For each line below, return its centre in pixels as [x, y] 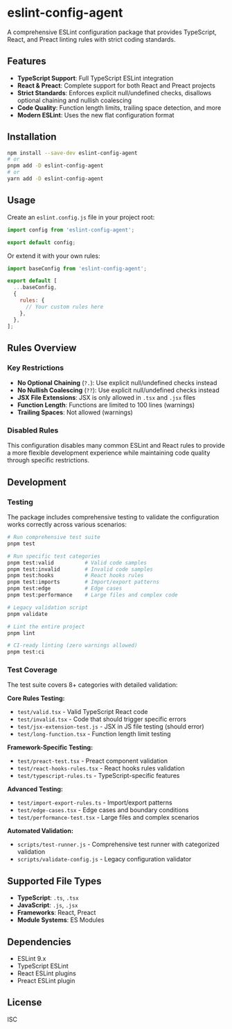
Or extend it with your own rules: [54, 256]
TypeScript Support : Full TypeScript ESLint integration [95, 78]
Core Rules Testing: [36, 698]
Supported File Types [54, 881]
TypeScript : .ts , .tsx [48, 898]
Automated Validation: [41, 831]
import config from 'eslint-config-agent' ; [71, 230]
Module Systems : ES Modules [61, 920]
